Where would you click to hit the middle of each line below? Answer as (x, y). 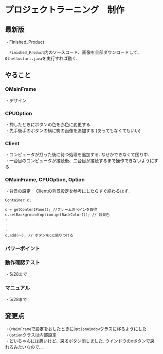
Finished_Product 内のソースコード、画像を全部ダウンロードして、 (76, 52)
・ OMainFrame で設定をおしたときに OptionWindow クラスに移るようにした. (77, 329)
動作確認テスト (23, 263)
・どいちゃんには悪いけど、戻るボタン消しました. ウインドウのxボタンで (78, 341)
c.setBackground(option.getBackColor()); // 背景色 (57, 215)
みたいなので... (28, 347)
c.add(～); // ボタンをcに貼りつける (39, 235)
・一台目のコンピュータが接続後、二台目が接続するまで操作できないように (80, 161)
